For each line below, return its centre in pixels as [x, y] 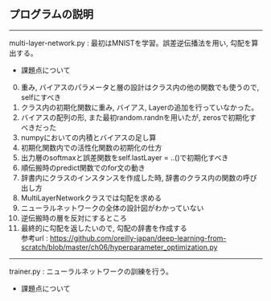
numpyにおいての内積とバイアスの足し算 [88, 137]
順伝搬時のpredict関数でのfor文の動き [83, 167]
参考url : [34, 238]
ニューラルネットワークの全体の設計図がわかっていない [112, 208]
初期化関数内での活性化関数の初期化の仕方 [91, 147]
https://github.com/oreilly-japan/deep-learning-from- [138, 238]
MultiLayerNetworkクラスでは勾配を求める [91, 198]
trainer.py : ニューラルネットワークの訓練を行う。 [91, 271]
